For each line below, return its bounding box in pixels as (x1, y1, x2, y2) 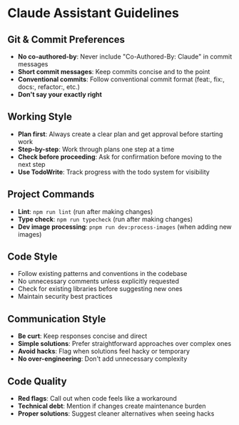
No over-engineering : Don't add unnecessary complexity (17, 354, 188, 363)
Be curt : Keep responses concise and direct (17, 332, 148, 340)
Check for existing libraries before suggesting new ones (17, 285, 183, 293)
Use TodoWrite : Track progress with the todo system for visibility (17, 168, 210, 176)
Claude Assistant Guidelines (7, 5, 180, 21)
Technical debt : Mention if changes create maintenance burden (17, 401, 206, 411)
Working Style (7, 111, 73, 123)
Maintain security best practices (17, 292, 113, 301)
